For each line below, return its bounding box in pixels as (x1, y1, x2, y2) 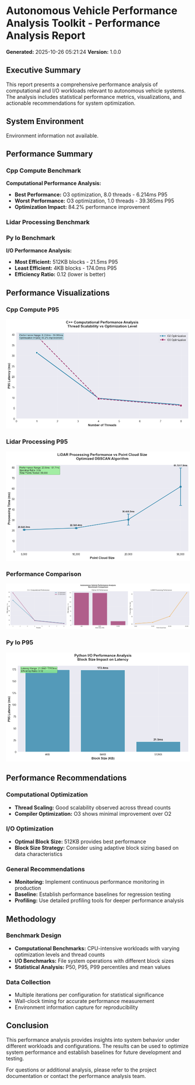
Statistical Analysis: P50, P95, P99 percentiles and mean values (14, 963, 171, 970)
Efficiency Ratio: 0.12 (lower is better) (14, 271, 106, 278)
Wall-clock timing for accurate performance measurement (14, 998, 155, 1005)
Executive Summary (6, 66, 81, 75)
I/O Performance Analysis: (6, 247, 72, 254)
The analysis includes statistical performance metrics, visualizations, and (6, 93, 182, 100)
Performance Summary (6, 149, 93, 159)
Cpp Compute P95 (6, 305, 60, 314)
